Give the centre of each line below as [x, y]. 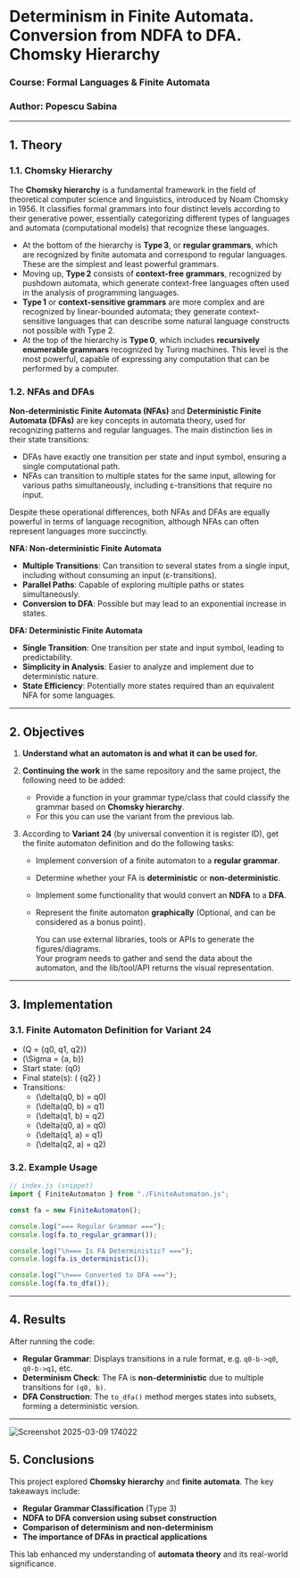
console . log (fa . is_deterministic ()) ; [79, 1259]
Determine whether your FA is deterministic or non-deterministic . [158, 878]
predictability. [47, 658]
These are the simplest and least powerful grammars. [121, 264]
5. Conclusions [52, 1460]
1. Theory [36, 145]
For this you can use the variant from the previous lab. [135, 817]
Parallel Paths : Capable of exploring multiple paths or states [133, 585]
